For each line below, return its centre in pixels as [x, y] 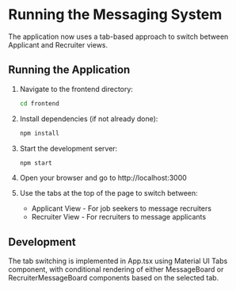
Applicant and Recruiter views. [58, 44]
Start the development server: [69, 148]
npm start [36, 163]
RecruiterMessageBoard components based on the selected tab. [114, 278]
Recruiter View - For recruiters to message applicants [119, 217]
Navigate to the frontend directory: [76, 89]
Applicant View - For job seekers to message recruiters [122, 208]
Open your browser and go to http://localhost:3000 [103, 178]
